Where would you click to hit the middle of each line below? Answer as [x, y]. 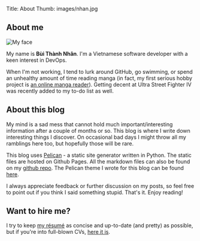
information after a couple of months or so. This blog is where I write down [98, 130]
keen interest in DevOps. [37, 60]
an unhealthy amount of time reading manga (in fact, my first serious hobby [99, 78]
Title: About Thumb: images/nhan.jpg [52, 9]
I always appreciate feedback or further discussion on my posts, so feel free [100, 186]
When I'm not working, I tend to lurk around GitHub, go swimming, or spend [99, 72]
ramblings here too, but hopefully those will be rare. [70, 143]
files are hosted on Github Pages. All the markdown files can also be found [98, 161]
